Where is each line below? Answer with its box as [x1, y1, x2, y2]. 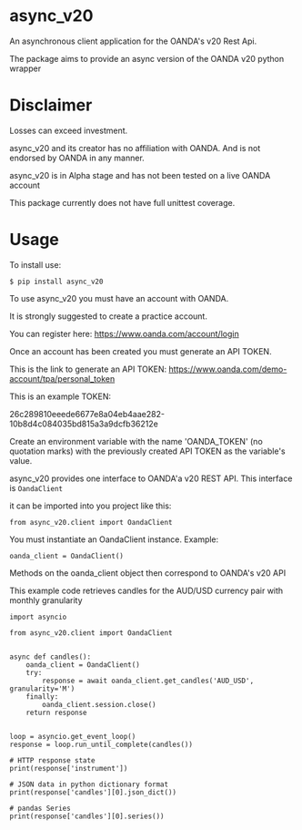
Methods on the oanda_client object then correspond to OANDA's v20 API [9, 567, 287, 579]
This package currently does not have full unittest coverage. [9, 197, 236, 208]
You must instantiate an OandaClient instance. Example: [9, 534, 219, 545]
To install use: [9, 259, 62, 270]
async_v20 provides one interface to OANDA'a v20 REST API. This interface [9, 473, 293, 484]
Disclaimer [9, 95, 93, 116]
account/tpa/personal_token [9, 373, 116, 384]
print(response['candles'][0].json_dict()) [9, 787, 177, 797]
